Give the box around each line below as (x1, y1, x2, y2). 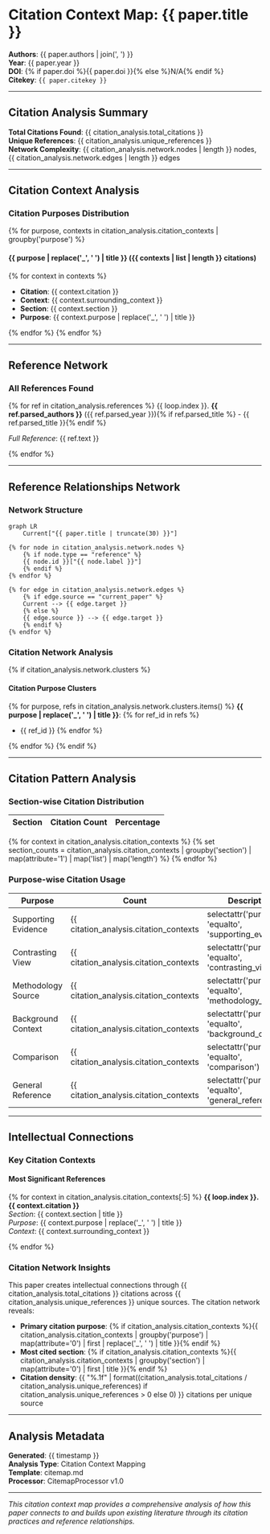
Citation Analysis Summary (8, 106, 149, 120)
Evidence (12, 923, 48, 935)
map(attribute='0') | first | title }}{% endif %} (19, 1364, 168, 1374)
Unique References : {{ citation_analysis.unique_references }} (8, 135, 212, 146)
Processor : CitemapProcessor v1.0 (8, 1476, 125, 1486)
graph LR (8, 523, 38, 531)
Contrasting (12, 947, 57, 958)
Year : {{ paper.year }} (8, 58, 80, 68)
